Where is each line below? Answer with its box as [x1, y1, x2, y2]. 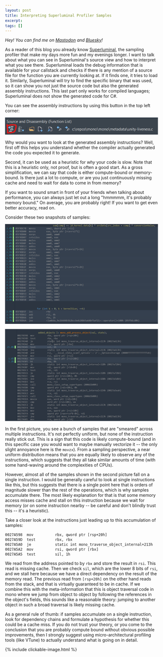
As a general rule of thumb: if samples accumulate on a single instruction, [5, 611, 152, 617]
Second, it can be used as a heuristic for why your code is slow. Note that [5, 159, 152, 165]
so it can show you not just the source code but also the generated [5, 83, 139, 89]
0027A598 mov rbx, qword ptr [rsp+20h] [5, 532, 108, 538]
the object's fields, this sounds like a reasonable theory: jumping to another [5, 597, 156, 602]
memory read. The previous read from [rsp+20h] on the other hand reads [5, 576, 151, 582]
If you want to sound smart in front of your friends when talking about [5, 189, 145, 195]
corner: [5, 108, 20, 114]
